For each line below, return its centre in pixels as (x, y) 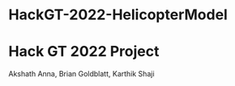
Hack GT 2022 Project (84, 52)
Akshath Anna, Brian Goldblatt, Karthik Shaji (82, 74)
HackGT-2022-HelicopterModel (118, 15)
